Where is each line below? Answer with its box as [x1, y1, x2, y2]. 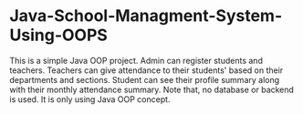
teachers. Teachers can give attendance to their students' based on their [9, 65, 284, 76]
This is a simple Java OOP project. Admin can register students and [9, 55, 263, 66]
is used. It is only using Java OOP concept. [9, 93, 171, 105]
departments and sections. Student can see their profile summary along [9, 74, 280, 85]
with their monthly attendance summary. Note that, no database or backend [9, 84, 295, 95]
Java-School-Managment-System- [9, 5, 283, 26]
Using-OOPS [9, 25, 108, 46]
